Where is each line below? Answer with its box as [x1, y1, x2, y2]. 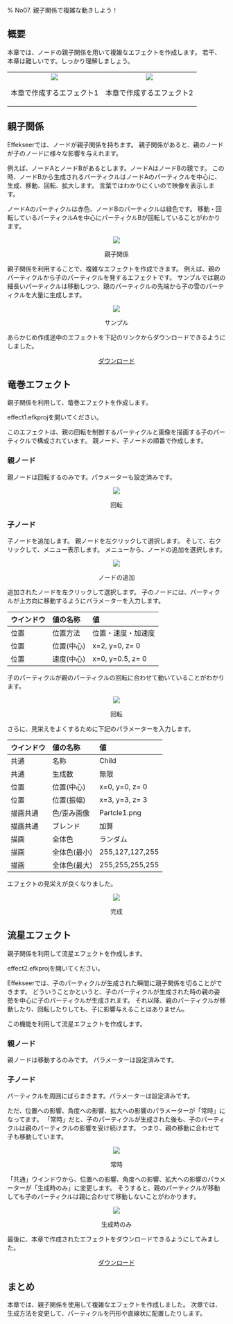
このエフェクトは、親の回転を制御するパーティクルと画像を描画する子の [7, 428, 214, 436]
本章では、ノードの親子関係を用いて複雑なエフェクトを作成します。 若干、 [7, 48, 221, 56]
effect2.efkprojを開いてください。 [7, 964, 104, 972]
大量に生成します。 [31, 290, 86, 299]
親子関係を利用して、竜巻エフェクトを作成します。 [7, 399, 153, 407]
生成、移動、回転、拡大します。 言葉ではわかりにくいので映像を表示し [7, 181, 209, 190]
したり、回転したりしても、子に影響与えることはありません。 [12, 1005, 189, 1013]
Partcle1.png [99, 808, 142, 818]
